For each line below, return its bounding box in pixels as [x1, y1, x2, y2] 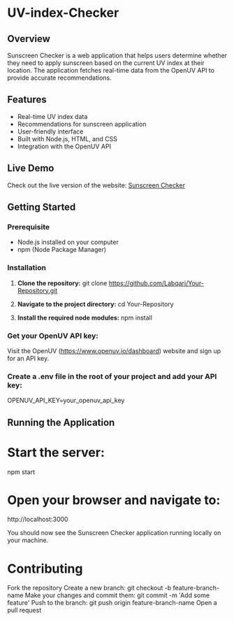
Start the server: [7, 444, 105, 460]
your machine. [7, 536, 49, 545]
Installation [7, 263, 47, 273]
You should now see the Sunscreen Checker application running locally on [7, 529, 221, 537]
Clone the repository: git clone [17, 278, 108, 287]
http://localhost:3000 [7, 515, 68, 524]
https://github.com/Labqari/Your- [108, 278, 205, 287]
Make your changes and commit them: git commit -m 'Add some [24, 591, 210, 599]
